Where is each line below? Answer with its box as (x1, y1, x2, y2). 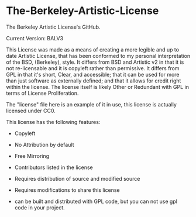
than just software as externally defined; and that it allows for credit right (6, 77, 181, 84)
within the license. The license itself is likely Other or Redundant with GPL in (6, 83, 189, 90)
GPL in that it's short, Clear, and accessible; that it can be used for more (6, 71, 180, 78)
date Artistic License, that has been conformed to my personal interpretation (6, 52, 191, 59)
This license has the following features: (6, 118, 101, 125)
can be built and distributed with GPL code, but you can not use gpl (14, 198, 177, 205)
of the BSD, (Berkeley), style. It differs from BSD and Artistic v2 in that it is (6, 58, 184, 66)
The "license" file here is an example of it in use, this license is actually (6, 101, 177, 108)
